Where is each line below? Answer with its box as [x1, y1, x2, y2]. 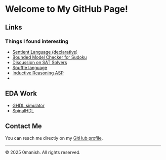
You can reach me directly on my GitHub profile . [5, 135, 103, 141]
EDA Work [5, 90, 37, 98]
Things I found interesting [5, 38, 69, 45]
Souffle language [12, 64, 47, 70]
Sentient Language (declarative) [12, 49, 78, 55]
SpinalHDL [12, 107, 34, 114]
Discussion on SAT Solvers [12, 59, 68, 65]
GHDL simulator [12, 102, 45, 108]
